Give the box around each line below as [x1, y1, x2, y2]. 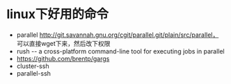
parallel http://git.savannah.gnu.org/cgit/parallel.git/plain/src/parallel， [16, 31, 219, 39]
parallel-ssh [16, 69, 51, 77]
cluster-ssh [16, 62, 49, 70]
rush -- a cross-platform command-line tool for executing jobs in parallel [16, 47, 225, 56]
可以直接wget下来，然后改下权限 [16, 39, 111, 47]
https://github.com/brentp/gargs [16, 54, 110, 62]
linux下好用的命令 [6, 6, 109, 22]
